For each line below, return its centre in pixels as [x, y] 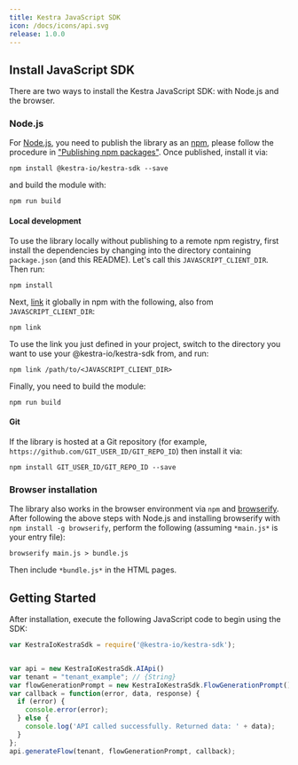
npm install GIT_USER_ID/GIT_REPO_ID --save [93, 467]
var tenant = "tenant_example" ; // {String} [93, 677]
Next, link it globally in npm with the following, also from [111, 302]
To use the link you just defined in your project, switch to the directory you [145, 343]
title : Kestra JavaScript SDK [65, 17]
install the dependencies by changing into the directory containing [130, 250]
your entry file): [37, 537]
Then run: [27, 269]
